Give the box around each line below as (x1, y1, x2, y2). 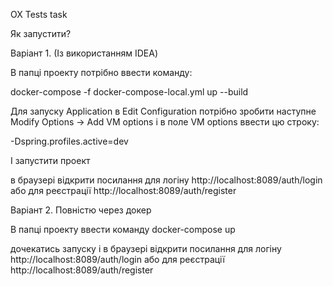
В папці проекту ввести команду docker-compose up (10, 224, 236, 235)
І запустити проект (10, 155, 91, 166)
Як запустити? (10, 28, 72, 39)
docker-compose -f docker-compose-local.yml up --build (10, 86, 249, 98)
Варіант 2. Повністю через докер (10, 204, 152, 216)
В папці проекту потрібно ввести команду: (10, 67, 193, 78)
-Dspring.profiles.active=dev (10, 135, 129, 147)
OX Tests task (10, 9, 68, 20)
